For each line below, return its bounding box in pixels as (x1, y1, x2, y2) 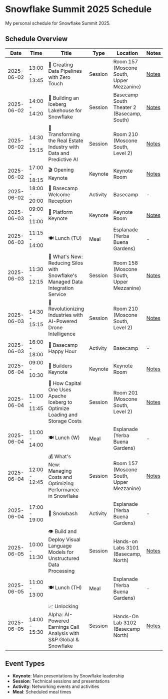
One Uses (48, 386, 71, 393)
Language (48, 542, 72, 549)
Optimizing (48, 480, 74, 487)
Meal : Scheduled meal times (12, 688, 71, 694)
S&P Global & (48, 636, 79, 643)
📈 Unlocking (48, 603, 78, 610)
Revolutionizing (48, 305, 84, 312)
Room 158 (113, 259, 138, 266)
